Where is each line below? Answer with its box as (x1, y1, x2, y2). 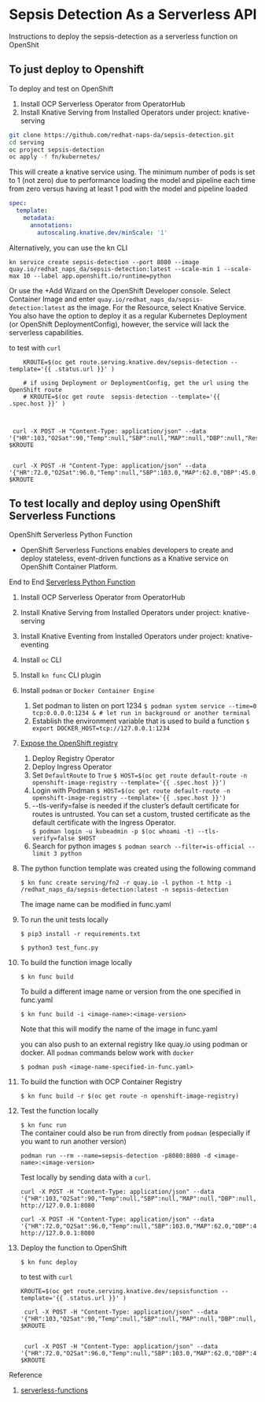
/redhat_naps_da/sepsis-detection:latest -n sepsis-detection (20, 886, 229, 894)
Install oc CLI (20, 655, 62, 665)
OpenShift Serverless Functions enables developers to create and (20, 546, 234, 555)
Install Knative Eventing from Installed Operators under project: (20, 632, 225, 641)
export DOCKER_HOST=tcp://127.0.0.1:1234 (31, 725, 170, 733)
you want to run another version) (20, 1137, 127, 1147)
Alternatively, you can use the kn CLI (9, 243, 128, 252)
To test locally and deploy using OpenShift (9, 497, 221, 510)
